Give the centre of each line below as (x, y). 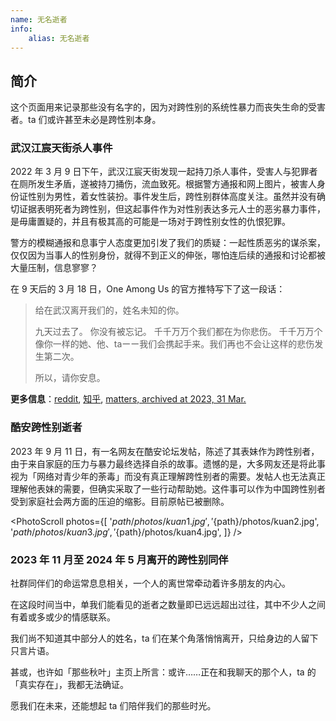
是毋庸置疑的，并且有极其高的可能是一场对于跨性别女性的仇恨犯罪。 (150, 222)
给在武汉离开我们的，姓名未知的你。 (109, 310)
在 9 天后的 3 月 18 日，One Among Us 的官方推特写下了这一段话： (148, 289)
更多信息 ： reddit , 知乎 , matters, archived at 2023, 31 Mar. (128, 399)
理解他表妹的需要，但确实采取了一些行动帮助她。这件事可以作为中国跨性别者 (168, 488)
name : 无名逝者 (39, 19)
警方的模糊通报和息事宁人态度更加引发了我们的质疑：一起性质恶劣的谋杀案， (168, 243)
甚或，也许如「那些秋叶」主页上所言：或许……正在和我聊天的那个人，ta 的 (163, 672)
